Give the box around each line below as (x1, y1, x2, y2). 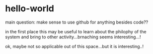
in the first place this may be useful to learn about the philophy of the (5, 28, 147, 34)
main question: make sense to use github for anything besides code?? (5, 19, 149, 25)
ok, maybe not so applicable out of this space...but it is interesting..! (5, 43, 144, 49)
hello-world (5, 3, 55, 14)
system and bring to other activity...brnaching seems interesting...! (5, 34, 141, 40)
